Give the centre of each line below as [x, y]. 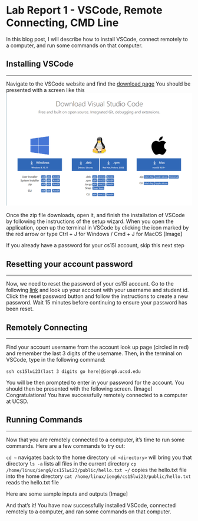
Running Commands [44, 420]
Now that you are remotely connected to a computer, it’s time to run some [95, 440]
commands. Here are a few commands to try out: [66, 445]
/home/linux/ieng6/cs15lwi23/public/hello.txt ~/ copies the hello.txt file [96, 470]
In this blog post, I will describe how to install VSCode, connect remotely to [97, 39]
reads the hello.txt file [32, 482]
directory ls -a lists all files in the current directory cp [71, 463]
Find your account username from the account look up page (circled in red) [98, 347]
